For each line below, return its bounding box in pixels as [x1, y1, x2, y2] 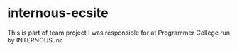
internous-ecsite [7, 5, 109, 21]
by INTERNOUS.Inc [7, 35, 64, 44]
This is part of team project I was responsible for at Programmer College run [7, 28, 231, 37]
